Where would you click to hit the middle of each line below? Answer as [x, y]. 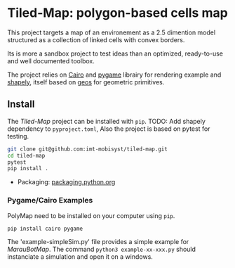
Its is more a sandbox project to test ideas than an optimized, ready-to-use [115, 53]
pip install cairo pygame [45, 229]
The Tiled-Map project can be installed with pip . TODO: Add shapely [106, 121]
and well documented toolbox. [51, 60]
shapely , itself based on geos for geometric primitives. [86, 82]
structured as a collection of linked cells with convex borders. [96, 39]
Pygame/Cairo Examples [50, 200]
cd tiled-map [26, 155]
